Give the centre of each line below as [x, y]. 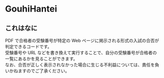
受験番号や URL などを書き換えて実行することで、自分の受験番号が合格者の [81, 53]
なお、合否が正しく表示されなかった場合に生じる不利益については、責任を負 [82, 65]
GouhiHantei [31, 9]
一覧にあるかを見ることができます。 [41, 59]
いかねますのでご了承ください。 [37, 71]
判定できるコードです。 [29, 47]
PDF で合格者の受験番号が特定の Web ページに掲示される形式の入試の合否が [82, 40]
